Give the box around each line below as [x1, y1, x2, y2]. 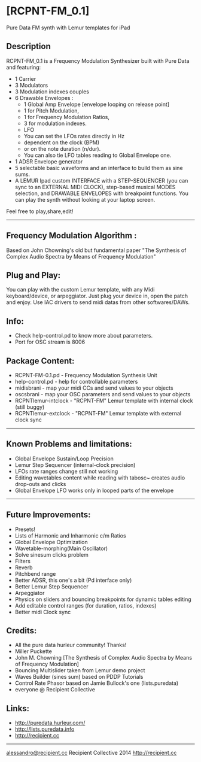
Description [6, 41, 51, 51]
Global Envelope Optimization [14, 538, 88, 545]
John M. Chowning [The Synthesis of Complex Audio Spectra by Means [14, 654, 193, 661]
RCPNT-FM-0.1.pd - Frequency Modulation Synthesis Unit [14, 372, 157, 378]
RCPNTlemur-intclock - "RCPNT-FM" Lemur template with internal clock [14, 397, 193, 404]
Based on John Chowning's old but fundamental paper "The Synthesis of [6, 247, 187, 254]
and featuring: [6, 63, 41, 71]
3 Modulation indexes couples [14, 88, 90, 95]
